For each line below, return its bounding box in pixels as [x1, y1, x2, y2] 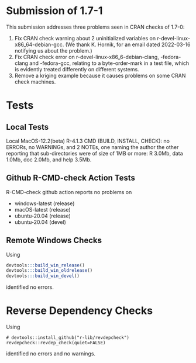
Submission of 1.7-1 [6, 4, 103, 18]
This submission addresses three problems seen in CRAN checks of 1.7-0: [6, 23, 185, 30]
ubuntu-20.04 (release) [14, 212, 71, 219]
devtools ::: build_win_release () [6, 262, 85, 268]
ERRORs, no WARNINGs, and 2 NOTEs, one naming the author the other [6, 143, 179, 150]
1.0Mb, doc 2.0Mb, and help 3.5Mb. [6, 156, 92, 163]
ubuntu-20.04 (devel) [14, 218, 66, 226]
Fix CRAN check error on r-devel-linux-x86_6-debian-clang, [14, 53, 159, 60]
